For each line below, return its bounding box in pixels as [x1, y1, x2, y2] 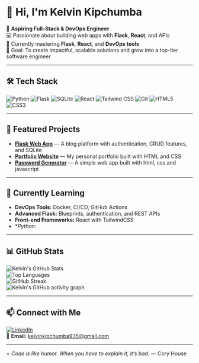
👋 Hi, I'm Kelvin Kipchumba [6, 5, 142, 19]
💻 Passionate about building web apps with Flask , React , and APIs [6, 31, 170, 39]
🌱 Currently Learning [6, 188, 85, 198]
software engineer [6, 53, 52, 60]
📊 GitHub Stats [6, 246, 64, 256]
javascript [14, 165, 39, 172]
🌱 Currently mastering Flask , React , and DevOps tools [6, 40, 140, 47]
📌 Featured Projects [6, 124, 81, 134]
